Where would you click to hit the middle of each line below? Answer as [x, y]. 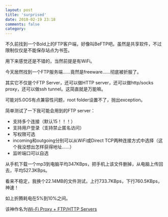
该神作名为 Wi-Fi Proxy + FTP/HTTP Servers [51, 209]
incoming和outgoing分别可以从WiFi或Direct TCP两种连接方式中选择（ [86, 141]
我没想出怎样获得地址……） [46, 147]
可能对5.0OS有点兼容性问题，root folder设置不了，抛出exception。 [75, 100]
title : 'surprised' [26, 15]
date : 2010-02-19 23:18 [31, 19]
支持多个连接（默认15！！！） [44, 121]
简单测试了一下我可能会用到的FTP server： [50, 111]
